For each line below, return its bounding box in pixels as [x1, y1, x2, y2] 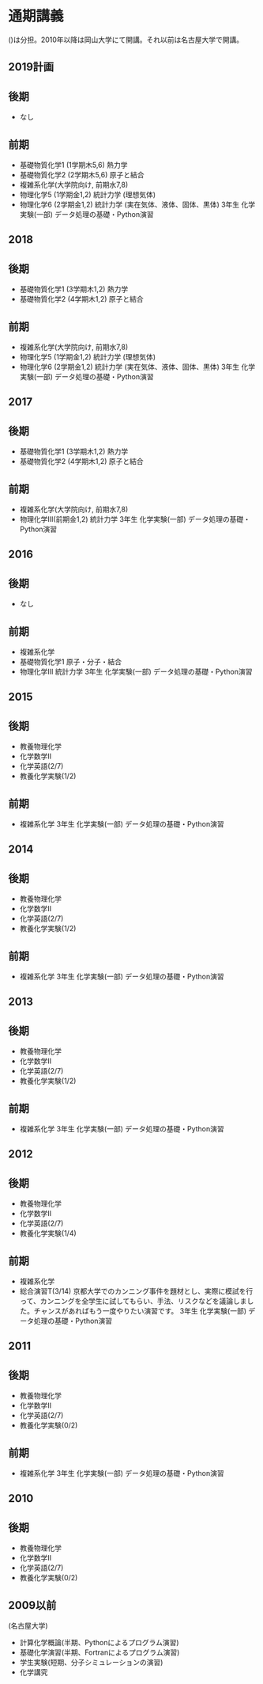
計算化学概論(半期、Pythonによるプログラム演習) [19, 1638, 179, 1648]
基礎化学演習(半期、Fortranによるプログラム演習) [19, 1648, 180, 1657]
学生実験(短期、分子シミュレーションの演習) [19, 1658, 163, 1667]
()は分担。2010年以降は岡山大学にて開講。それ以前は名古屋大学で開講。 [8, 35, 244, 44]
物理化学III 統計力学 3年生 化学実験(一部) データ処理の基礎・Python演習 [19, 667, 253, 676]
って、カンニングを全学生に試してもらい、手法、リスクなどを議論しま [19, 1296, 247, 1306]
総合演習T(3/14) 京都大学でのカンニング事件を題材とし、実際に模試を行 [19, 1287, 254, 1296]
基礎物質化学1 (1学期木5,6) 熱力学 [19, 160, 128, 169]
